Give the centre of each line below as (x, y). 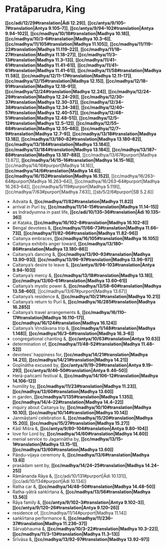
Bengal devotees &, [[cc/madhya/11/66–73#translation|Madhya (78, 228)
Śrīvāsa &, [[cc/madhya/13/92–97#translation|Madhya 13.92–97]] (81, 539)
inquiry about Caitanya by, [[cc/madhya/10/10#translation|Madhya (82, 407)
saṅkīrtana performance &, (40, 518)
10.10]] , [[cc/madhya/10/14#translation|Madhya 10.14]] (70, 412)
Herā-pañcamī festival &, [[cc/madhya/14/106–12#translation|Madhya (85, 376)
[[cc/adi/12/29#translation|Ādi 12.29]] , (46, 23)
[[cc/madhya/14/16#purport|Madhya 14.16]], (50, 165)
